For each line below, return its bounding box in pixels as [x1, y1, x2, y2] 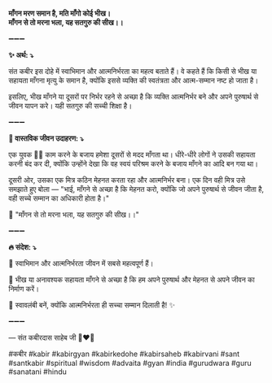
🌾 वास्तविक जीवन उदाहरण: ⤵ [8, 133, 84, 143]
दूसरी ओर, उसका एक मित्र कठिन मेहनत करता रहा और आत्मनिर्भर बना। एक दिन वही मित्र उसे [8, 176, 246, 185]
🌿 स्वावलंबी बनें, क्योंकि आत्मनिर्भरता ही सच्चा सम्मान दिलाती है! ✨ [8, 300, 175, 310]
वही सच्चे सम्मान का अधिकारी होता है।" [8, 194, 110, 203]
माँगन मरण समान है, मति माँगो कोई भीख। [8, 9, 112, 18]
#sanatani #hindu [8, 367, 68, 376]
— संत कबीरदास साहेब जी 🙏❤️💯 [8, 333, 95, 342]
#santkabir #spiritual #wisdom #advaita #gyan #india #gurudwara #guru [8, 359, 252, 368]
